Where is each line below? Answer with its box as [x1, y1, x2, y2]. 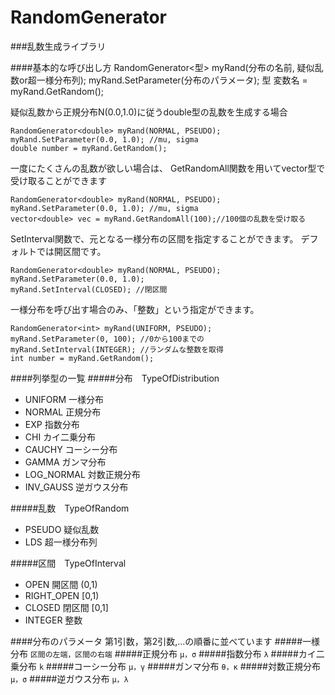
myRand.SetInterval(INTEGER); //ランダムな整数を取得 [10, 344, 224, 355]
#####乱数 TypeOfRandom [10, 502, 130, 514]
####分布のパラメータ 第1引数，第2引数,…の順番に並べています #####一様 [10, 635, 321, 647]
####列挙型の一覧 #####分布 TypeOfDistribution [10, 372, 220, 384]
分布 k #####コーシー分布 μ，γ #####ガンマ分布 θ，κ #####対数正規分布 [18, 660, 321, 672]
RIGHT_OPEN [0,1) [24, 589, 100, 601]
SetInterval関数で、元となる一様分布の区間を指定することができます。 [10, 232, 299, 245]
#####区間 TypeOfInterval [10, 557, 127, 569]
